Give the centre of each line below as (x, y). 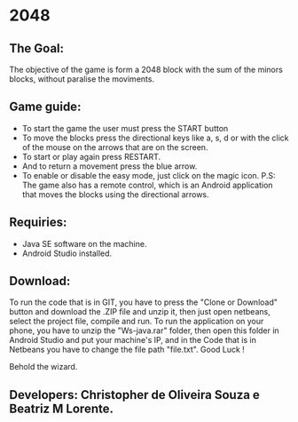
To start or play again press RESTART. (91, 156)
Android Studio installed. (67, 253)
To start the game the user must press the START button (125, 128)
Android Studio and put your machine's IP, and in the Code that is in (133, 340)
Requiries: (38, 223)
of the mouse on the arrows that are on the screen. (115, 147)
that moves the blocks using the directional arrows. (116, 194)
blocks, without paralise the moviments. (82, 79)
